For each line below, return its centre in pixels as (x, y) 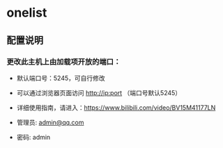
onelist (27, 13)
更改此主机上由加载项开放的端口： (64, 62)
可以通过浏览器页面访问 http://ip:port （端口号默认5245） (99, 92)
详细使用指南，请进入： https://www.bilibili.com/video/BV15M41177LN (116, 107)
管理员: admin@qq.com (50, 122)
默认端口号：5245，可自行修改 (61, 78)
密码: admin (33, 137)
